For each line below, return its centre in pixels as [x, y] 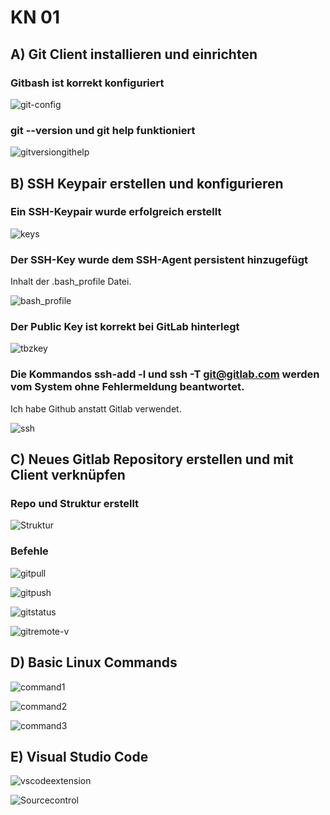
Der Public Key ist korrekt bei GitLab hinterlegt [125, 327]
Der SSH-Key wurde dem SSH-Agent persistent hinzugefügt [159, 259]
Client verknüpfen [68, 475]
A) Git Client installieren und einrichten [134, 54]
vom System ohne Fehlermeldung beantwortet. [127, 387]
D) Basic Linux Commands [94, 662]
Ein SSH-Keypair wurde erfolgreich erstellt [116, 212]
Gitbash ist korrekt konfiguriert [87, 83]
